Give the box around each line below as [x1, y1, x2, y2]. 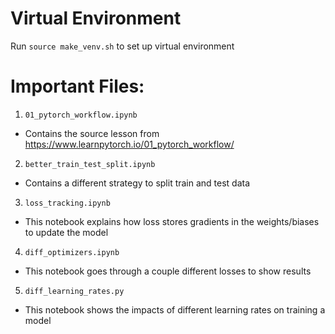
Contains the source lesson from [24, 127, 160, 139]
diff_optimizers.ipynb [24, 247, 120, 257]
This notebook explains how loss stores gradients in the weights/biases [24, 215, 320, 227]
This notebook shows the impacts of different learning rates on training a [24, 303, 326, 316]
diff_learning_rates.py [24, 286, 125, 296]
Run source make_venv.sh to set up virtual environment [10, 40, 235, 52]
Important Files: [10, 75, 145, 98]
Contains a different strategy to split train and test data [24, 177, 251, 189]
